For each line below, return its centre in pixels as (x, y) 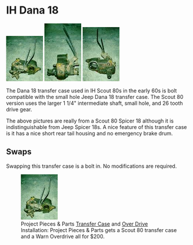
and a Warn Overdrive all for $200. (63, 236)
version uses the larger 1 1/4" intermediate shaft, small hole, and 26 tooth (95, 103)
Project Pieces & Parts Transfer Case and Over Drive (84, 224)
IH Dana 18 (32, 10)
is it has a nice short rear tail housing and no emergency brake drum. (89, 133)
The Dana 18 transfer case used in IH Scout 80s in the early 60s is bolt (91, 90)
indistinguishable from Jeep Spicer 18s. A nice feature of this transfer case (96, 127)
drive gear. (19, 109)
